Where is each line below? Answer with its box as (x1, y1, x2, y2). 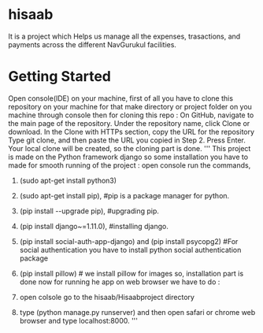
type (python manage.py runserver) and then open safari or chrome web (19, 307, 256, 316)
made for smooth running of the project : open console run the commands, (8, 160, 251, 170)
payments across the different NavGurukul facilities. (8, 39, 177, 49)
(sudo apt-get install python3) (19, 176, 117, 185)
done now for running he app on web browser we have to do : (19, 277, 220, 287)
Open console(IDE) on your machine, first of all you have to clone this (8, 93, 234, 103)
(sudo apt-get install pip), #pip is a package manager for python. (19, 191, 230, 200)
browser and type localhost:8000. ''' (19, 316, 139, 325)
